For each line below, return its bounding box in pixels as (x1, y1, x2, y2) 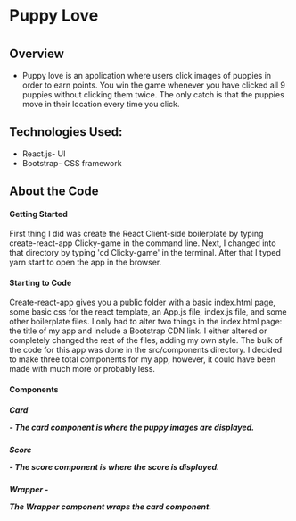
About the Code (9, 184, 99, 198)
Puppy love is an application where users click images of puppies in (21, 70, 272, 80)
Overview (9, 46, 65, 62)
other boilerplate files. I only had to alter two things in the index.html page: (9, 316, 283, 327)
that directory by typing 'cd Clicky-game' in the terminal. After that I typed (9, 248, 281, 258)
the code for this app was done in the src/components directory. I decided (9, 345, 283, 356)
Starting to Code (9, 277, 72, 288)
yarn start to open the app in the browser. (9, 256, 162, 268)
